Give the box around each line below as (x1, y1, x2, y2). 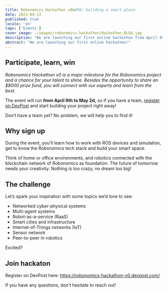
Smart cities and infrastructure (12, 219, 75, 225)
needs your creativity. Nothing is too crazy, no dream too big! (5, 165, 131, 171)
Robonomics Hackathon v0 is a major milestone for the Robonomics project (5, 71, 161, 77)
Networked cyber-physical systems (12, 203, 86, 209)
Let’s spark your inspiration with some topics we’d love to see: (5, 193, 133, 199)
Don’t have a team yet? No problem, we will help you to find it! (5, 112, 133, 118)
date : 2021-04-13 (5, 12, 41, 17)
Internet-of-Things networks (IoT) (12, 224, 82, 230)
